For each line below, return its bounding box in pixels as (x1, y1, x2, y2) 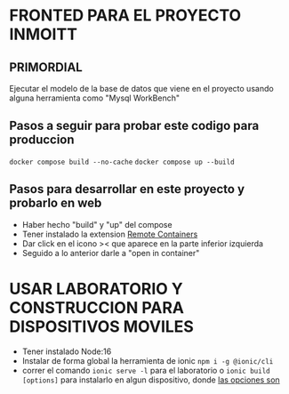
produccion (9, 133, 75, 148)
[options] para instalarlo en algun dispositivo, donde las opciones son (21, 374, 280, 385)
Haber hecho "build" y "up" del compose (21, 219, 173, 229)
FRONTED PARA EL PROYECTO (9, 5, 242, 26)
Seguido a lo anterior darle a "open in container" (21, 247, 200, 258)
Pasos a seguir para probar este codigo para (9, 118, 260, 133)
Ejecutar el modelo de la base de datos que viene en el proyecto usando (9, 84, 274, 93)
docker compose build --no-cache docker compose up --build (9, 157, 235, 166)
